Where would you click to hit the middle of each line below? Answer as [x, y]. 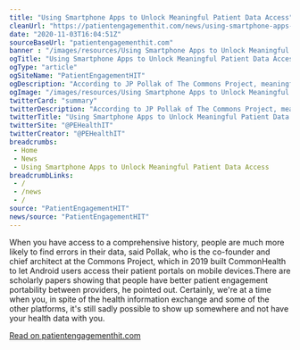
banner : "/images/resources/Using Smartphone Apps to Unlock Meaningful [150, 51]
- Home [25, 150]
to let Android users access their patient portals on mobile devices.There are [150, 271]
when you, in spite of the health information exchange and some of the [139, 299]
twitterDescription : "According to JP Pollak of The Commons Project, [143, 109]
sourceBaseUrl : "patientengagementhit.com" [92, 42]
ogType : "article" [43, 68]
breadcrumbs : [33, 142]
